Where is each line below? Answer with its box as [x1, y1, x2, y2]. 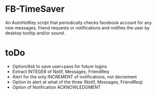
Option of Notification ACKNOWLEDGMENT [12, 84, 101, 90]
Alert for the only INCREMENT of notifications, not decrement [12, 73, 137, 79]
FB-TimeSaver [5, 3, 65, 15]
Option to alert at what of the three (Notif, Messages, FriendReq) [12, 79, 143, 85]
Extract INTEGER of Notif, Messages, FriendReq [12, 69, 109, 74]
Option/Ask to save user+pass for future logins [12, 63, 107, 69]
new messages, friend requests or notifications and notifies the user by [5, 24, 150, 30]
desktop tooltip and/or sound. [5, 30, 65, 36]
